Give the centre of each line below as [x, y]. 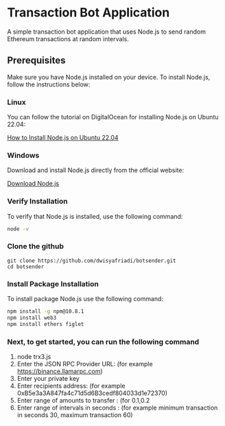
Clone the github [35, 246]
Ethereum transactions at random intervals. [68, 38]
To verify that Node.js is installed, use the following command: [95, 216]
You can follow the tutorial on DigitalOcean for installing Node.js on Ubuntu [113, 117]
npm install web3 [32, 318]
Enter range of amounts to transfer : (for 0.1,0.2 [83, 401]
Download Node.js [33, 184]
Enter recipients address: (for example [71, 386]
